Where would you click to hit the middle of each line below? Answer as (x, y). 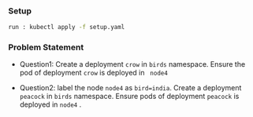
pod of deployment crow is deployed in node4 (93, 73)
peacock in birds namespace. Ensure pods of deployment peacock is (129, 97)
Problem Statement (46, 47)
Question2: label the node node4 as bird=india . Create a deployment (130, 88)
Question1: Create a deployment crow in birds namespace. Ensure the (132, 64)
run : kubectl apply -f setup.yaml (67, 27)
